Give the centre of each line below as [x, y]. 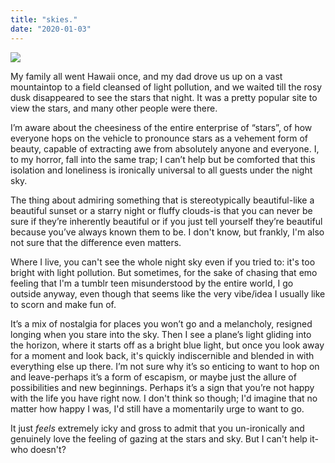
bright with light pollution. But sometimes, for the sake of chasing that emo [164, 272]
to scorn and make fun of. [63, 304]
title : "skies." [44, 19]
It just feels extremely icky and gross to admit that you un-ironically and [157, 428]
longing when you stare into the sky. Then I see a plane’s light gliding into [161, 334]
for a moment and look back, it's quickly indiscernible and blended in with [162, 355]
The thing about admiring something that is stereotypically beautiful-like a [162, 200]
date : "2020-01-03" [51, 29]
